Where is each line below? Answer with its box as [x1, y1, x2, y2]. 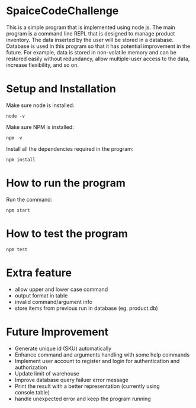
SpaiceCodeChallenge [6, 4, 119, 18]
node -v [6, 113, 25, 119]
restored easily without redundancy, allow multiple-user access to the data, [6, 55, 190, 62]
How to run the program [6, 176, 126, 190]
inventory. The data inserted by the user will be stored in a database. [6, 36, 173, 43]
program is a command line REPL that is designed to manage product [6, 30, 175, 37]
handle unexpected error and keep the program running [14, 395, 151, 402]
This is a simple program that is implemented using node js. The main [6, 24, 176, 31]
